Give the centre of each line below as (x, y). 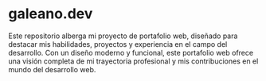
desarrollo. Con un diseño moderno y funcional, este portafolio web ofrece (131, 52)
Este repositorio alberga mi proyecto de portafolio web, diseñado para (123, 36)
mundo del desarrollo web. (52, 69)
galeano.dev (51, 14)
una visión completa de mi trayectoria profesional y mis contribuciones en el (133, 61)
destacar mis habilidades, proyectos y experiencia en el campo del (118, 44)
